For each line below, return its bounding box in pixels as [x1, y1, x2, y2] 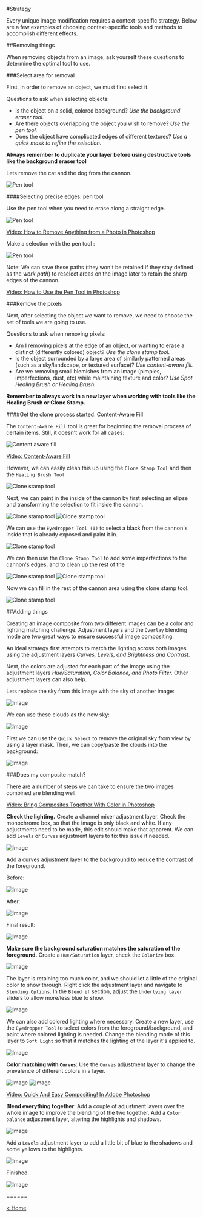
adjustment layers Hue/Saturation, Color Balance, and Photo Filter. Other [6, 669, 188, 676]
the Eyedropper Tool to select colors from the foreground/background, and [6, 1024, 193, 1032]
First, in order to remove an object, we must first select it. [6, 83, 150, 91]
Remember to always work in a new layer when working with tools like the [6, 392, 196, 400]
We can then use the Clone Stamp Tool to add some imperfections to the [6, 555, 187, 561]
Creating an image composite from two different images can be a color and [6, 620, 194, 627]
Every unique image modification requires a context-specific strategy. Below [6, 17, 198, 24]
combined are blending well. [6, 789, 77, 796]
